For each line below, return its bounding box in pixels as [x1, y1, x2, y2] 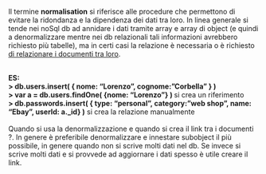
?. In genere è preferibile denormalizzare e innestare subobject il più [8, 132, 233, 142]
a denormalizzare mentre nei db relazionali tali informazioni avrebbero [8, 32, 238, 42]
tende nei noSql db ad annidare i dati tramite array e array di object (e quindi [8, 24, 259, 33]
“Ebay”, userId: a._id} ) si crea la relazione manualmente [8, 107, 195, 117]
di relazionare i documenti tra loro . [8, 49, 121, 58]
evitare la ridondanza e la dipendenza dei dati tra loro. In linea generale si [8, 15, 248, 25]
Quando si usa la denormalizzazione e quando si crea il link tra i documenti [8, 124, 254, 133]
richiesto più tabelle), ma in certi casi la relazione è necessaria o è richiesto [8, 41, 255, 50]
